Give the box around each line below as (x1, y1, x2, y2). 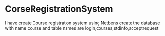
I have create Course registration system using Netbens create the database (5, 20, 160, 26)
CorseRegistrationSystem (5, 3, 113, 15)
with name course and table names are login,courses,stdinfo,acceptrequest (5, 25, 159, 31)
